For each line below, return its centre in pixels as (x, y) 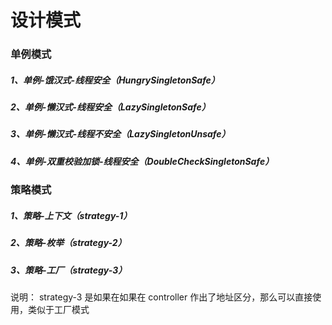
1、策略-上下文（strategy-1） (71, 215)
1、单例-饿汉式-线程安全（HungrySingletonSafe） (115, 80)
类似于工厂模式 (58, 309)
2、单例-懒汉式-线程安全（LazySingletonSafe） (110, 107)
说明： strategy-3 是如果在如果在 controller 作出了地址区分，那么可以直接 (161, 297)
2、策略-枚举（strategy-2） (68, 243)
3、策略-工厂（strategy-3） (69, 270)
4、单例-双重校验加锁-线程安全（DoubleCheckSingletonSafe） (142, 161)
